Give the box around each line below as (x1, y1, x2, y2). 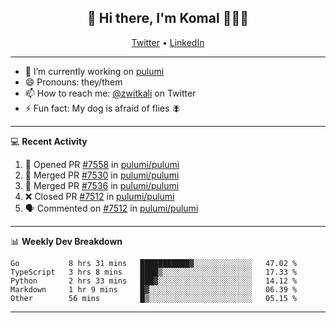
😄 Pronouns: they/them (24, 76, 123, 88)
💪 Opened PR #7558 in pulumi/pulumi (24, 158, 180, 170)
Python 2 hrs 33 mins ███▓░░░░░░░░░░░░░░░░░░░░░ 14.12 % (10, 276, 298, 286)
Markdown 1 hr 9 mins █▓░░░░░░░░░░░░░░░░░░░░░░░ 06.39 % (10, 284, 298, 295)
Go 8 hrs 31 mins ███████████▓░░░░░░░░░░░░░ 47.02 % (10, 258, 298, 268)
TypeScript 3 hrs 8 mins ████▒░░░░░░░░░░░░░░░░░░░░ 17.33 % (10, 267, 298, 277)
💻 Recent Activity (10, 135, 88, 147)
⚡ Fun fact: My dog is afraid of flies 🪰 (24, 102, 182, 114)
